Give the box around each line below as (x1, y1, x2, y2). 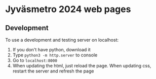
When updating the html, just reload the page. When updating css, (12, 63, 151, 68)
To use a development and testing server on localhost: (5, 37, 119, 43)
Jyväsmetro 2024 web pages (5, 4, 131, 15)
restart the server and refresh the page (12, 68, 94, 74)
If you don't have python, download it (12, 47, 91, 52)
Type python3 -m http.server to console (12, 52, 98, 58)
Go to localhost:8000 (12, 57, 57, 63)
